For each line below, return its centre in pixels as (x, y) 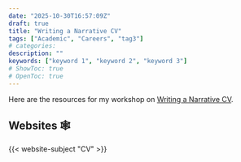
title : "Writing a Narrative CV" (65, 31)
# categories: (33, 46)
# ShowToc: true (36, 69)
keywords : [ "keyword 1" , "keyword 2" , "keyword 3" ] (98, 62)
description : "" (36, 53)
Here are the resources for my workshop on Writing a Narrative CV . (121, 99)
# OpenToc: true (36, 76)
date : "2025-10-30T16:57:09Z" (60, 16)
